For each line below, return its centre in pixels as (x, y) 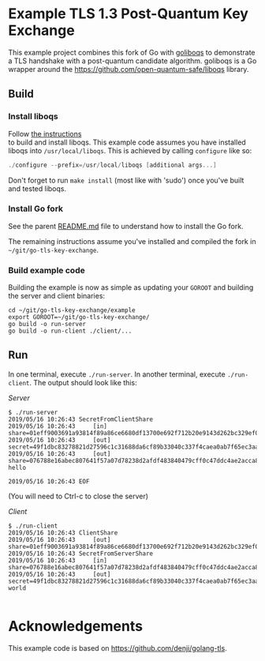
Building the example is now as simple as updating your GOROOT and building (131, 287)
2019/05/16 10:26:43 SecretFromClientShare (81, 419)
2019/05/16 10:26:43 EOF (49, 481)
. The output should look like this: (83, 382)
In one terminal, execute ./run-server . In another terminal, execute (117, 374)
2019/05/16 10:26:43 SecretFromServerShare (81, 554)
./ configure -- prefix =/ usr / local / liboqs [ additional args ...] (112, 165)
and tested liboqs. (37, 188)
